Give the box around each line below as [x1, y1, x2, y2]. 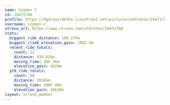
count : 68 [14, 73, 35, 78]
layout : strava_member [5, 92, 53, 97]
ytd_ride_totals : [9, 69, 46, 74]
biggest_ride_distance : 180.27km [9, 36, 80, 41]
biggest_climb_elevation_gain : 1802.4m [9, 40, 94, 45]
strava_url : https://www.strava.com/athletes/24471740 [5, 26, 123, 31]
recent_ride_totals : [9, 45, 53, 50]
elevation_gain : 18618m [14, 87, 64, 92]
